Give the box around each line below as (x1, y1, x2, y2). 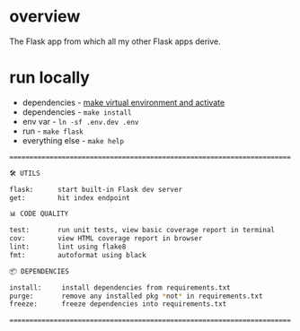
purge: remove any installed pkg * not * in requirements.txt (9, 292, 263, 301)
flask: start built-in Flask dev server (9, 185, 182, 194)
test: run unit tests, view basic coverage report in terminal (9, 226, 276, 235)
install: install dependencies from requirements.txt (9, 283, 231, 292)
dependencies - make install (22, 106, 132, 118)
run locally (9, 67, 90, 88)
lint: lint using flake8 (9, 242, 127, 251)
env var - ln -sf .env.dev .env (22, 116, 139, 126)
